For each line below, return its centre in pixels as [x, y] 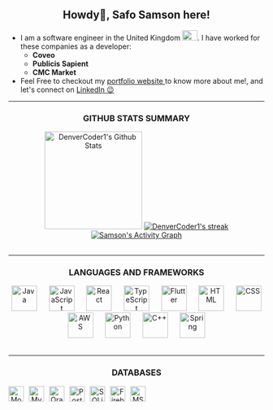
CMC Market [54, 72]
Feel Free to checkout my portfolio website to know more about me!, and [142, 81]
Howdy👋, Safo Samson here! [136, 15]
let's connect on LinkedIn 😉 [67, 89]
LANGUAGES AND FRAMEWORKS [136, 273]
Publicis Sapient [61, 63]
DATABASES [136, 373]
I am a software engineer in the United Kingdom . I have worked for [140, 37]
